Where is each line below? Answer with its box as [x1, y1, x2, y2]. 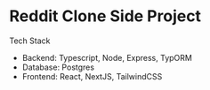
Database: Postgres [21, 62, 95, 72]
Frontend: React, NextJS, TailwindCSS [21, 71, 163, 81]
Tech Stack [9, 35, 51, 46]
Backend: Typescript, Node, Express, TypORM [21, 52, 193, 63]
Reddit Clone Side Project [9, 6, 202, 26]
